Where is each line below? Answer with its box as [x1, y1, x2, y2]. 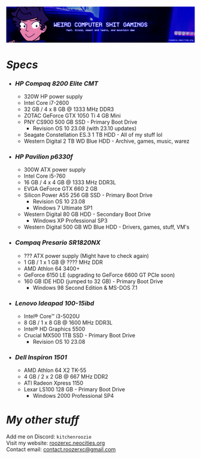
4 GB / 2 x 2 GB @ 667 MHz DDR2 [23, 373, 109, 380]
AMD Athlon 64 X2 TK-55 [23, 367, 87, 374]
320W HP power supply [23, 93, 83, 100]
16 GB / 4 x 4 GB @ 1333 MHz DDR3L [23, 179, 117, 186]
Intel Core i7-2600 [23, 100, 69, 107]
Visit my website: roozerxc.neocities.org [6, 439, 105, 447]
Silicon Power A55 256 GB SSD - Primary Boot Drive [23, 191, 153, 199]
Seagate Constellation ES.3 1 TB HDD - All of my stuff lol [23, 131, 163, 139]
